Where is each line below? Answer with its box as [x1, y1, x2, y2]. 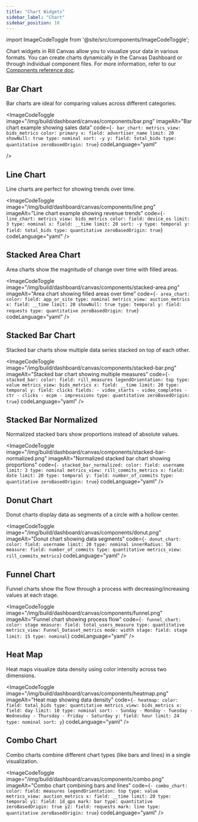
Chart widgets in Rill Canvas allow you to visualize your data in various [6, 48, 179, 55]
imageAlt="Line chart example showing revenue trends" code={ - [6, 210, 165, 216]
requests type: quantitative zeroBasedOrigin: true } [6, 306, 139, 314]
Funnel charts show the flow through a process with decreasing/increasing [6, 585, 190, 593]
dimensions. [6, 672, 36, 679]
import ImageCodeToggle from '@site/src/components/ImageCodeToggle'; [6, 36, 190, 44]
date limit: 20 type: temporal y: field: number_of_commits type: [6, 473, 174, 479]
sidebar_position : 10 [6, 20, 60, 26]
